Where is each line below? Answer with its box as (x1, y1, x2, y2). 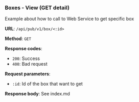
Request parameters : (5, 71, 51, 77)
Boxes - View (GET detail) (5, 4, 70, 11)
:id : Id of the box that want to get (12, 81, 83, 87)
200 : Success (12, 55, 40, 62)
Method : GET (5, 35, 32, 42)
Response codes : (5, 46, 42, 52)
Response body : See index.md (5, 91, 70, 97)
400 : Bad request (12, 61, 48, 67)
